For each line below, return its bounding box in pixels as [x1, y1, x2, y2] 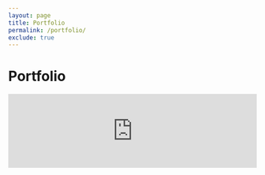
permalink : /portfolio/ [8, 26, 87, 34]
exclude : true [8, 33, 55, 42]
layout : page [8, 11, 51, 20]
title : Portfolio [8, 19, 65, 27]
